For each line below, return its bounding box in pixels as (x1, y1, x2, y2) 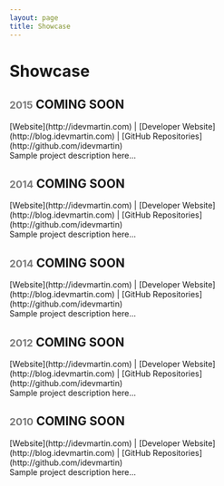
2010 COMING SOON (9, 413, 125, 429)
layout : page (9, 13, 59, 23)
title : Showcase (9, 22, 71, 31)
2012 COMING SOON (9, 335, 125, 350)
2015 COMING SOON (9, 97, 125, 112)
